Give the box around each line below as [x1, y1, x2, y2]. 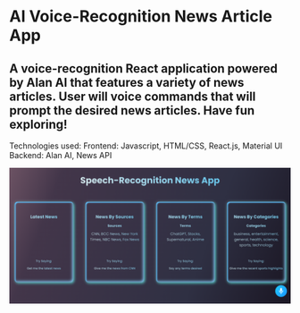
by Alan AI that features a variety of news [9, 74, 245, 90]
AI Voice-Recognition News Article [9, 6, 272, 27]
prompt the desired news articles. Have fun [9, 103, 255, 118]
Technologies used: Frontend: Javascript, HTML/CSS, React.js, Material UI [9, 140, 283, 151]
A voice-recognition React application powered [9, 61, 279, 76]
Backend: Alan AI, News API [9, 150, 112, 160]
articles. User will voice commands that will [9, 89, 256, 104]
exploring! [9, 116, 68, 131]
